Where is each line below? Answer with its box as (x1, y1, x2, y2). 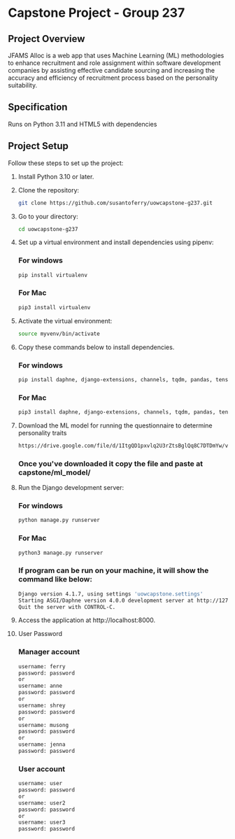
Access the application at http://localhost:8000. (17, 616, 156, 624)
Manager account (17, 647, 80, 657)
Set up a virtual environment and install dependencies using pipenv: (17, 238, 214, 246)
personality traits (17, 428, 67, 437)
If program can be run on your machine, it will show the (17, 565, 209, 575)
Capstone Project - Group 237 (8, 5, 185, 21)
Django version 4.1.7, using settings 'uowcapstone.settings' (17, 590, 204, 598)
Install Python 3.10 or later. (17, 172, 94, 181)
